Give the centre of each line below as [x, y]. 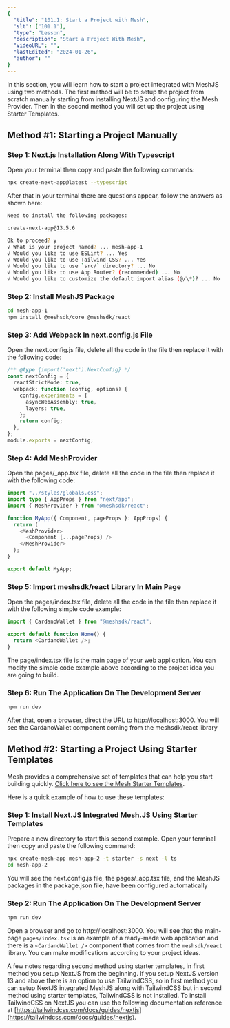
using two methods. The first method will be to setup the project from [106, 92]
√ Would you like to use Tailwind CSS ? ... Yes [77, 260]
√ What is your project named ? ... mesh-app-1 [75, 247]
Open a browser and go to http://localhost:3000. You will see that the [105, 930]
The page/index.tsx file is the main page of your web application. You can [112, 660]
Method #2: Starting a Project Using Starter [102, 749]
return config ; [41, 421]
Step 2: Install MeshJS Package [61, 296]
